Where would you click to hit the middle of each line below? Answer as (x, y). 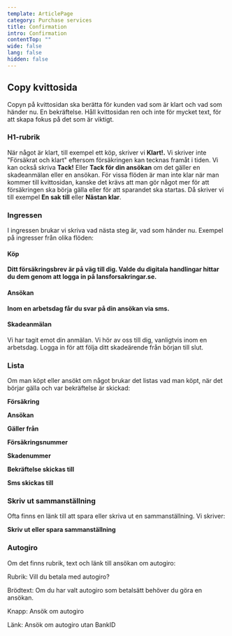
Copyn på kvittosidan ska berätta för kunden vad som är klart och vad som (115, 104)
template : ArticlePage (40, 14)
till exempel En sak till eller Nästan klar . (64, 197)
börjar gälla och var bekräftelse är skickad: (69, 388)
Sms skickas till (30, 483)
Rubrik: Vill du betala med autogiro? (58, 577)
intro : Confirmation (37, 33)
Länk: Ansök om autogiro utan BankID (61, 624)
